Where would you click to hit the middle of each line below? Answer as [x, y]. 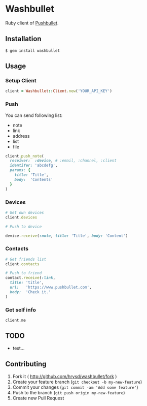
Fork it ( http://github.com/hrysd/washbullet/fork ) [65, 376]
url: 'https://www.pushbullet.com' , [51, 288]
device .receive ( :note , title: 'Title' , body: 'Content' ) [67, 236]
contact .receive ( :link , [30, 278]
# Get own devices [25, 212]
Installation [23, 39]
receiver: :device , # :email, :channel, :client [63, 161]
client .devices [21, 217]
